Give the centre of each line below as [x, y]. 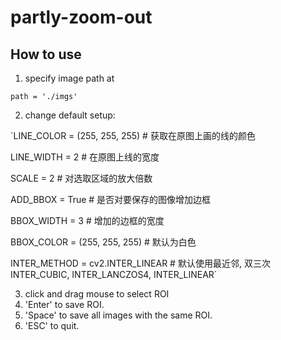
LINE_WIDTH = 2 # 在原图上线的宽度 [85, 157]
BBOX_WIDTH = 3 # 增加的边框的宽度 [87, 220]
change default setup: [70, 115]
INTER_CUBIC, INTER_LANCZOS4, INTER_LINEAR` [114, 274]
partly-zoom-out [81, 17]
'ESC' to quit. [52, 325]
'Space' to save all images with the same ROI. [118, 315]
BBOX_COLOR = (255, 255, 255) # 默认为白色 [103, 242]
